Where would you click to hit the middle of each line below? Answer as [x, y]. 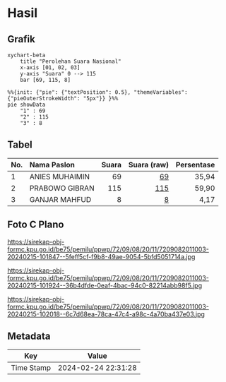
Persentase [195, 165]
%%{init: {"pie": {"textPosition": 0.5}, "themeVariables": [98, 92]
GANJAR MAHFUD [60, 199]
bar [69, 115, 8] [46, 80]
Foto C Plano [36, 225]
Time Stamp [31, 368]
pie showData [26, 105]
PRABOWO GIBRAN [62, 188]
